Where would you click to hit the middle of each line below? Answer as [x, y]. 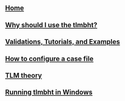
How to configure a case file [49, 59]
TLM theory [24, 76]
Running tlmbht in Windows [49, 92]
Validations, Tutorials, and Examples [63, 42]
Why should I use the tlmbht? [51, 25]
